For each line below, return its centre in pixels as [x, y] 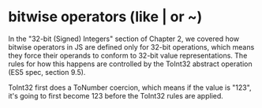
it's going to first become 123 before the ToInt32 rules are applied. [116, 95]
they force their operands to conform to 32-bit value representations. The [128, 55]
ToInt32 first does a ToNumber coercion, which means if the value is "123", [130, 88]
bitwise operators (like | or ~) [105, 17]
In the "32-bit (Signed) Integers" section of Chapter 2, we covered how [124, 39]
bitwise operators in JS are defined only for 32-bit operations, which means [131, 47]
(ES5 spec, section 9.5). [47, 72]
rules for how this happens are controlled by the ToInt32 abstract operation [130, 64]
